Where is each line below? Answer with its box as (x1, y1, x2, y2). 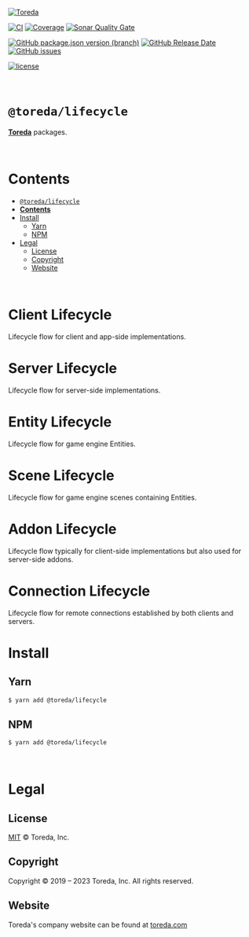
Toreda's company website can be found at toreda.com (8, 920, 188, 929)
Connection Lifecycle (8, 582, 151, 599)
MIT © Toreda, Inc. (8, 832, 70, 842)
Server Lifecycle (8, 360, 118, 377)
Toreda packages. (8, 127, 68, 137)
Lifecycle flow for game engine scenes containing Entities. (8, 492, 197, 502)
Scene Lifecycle (8, 467, 115, 484)
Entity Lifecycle (8, 413, 112, 430)
